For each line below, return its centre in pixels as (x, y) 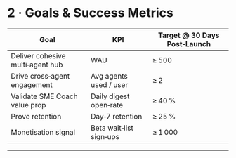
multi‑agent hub (37, 65)
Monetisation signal (43, 132)
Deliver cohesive (38, 55)
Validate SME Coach (45, 96)
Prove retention (36, 116)
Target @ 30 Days (189, 35)
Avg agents (109, 76)
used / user (110, 84)
